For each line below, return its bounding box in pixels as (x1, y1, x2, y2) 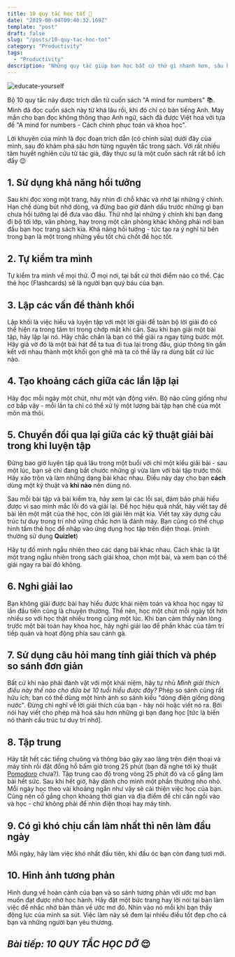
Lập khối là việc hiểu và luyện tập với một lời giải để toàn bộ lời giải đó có (7, 318, 218, 326)
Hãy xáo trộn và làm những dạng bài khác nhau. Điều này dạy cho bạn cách (7, 474, 226, 482)
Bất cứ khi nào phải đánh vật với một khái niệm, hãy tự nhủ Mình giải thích (7, 679, 220, 687)
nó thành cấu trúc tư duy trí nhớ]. (7, 716, 103, 724)
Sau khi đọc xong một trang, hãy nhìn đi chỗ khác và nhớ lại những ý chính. (7, 195, 225, 204)
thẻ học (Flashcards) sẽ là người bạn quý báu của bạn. (7, 279, 164, 287)
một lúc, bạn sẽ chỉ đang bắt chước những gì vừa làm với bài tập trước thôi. (7, 466, 223, 474)
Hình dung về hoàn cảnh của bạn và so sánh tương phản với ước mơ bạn (7, 888, 216, 897)
